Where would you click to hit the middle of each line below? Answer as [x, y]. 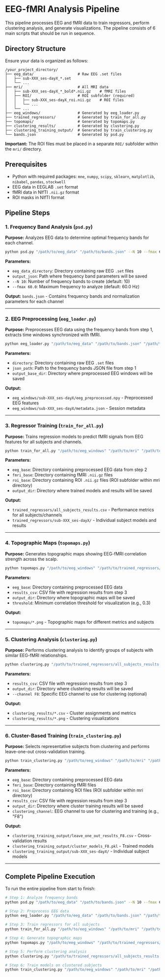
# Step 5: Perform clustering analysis [46, 951]
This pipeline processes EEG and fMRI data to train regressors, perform [77, 23]
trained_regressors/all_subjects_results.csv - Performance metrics [83, 510]
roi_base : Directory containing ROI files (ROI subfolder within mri [78, 790]
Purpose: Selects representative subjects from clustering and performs [77, 746]
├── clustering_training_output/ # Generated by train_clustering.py [79, 130]
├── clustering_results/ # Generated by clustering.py [72, 126]
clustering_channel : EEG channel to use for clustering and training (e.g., [85, 811]
